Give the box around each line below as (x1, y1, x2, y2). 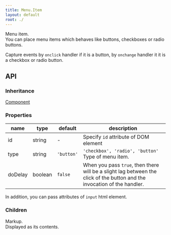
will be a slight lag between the (83, 168, 157, 175)
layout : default (5, 12, 40, 17)
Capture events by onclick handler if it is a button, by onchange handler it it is (5, 52, 166, 58)
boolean (32, 171, 52, 178)
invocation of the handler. (83, 181, 144, 188)
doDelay (8, 171, 28, 178)
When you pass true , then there (83, 161, 159, 169)
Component (5, 99, 31, 105)
